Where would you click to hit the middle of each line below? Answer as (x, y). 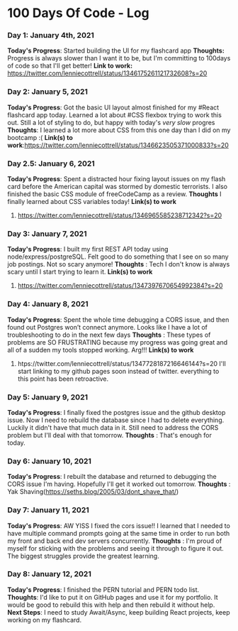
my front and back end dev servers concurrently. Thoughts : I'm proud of (115, 541)
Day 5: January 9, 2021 (48, 397)
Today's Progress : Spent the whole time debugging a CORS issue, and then (118, 319)
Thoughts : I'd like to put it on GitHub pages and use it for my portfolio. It (113, 597)
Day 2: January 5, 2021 (48, 92)
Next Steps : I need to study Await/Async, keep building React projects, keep (119, 612)
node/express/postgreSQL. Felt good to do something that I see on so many (118, 257)
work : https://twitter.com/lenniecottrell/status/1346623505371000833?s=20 (118, 145)
